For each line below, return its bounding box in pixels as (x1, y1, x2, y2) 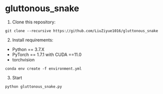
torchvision (12, 56, 35, 62)
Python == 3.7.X (12, 46, 45, 52)
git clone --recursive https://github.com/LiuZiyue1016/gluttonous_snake (5, 28, 159, 33)
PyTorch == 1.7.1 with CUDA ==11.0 (12, 52, 82, 57)
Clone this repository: (12, 19, 56, 25)
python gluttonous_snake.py (5, 84, 62, 89)
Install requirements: (12, 37, 54, 43)
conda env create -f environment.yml (5, 66, 82, 71)
